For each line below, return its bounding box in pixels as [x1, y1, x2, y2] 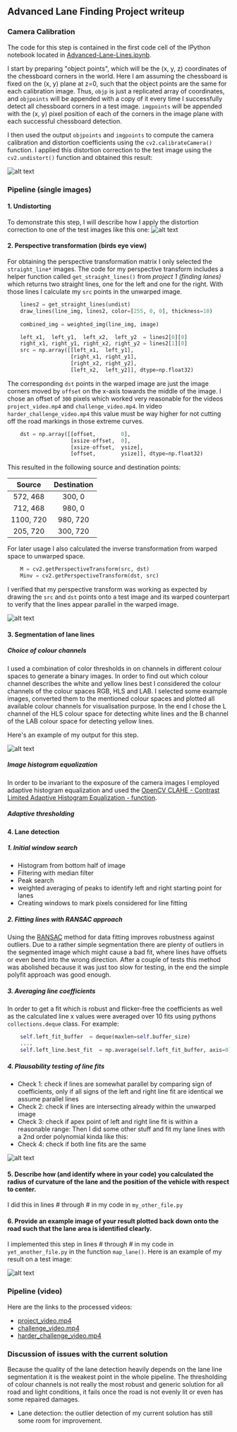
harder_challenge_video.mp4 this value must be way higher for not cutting [7, 409, 221, 418]
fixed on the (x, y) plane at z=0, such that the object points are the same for [7, 79, 227, 88]
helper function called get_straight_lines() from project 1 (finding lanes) [7, 273, 221, 281]
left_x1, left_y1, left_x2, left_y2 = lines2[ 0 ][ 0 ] [20, 333, 188, 340]
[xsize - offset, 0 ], [70, 437, 131, 445]
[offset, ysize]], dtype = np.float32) [70, 450, 203, 457]
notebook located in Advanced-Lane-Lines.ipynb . [7, 50, 152, 59]
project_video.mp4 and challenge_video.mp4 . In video [7, 401, 162, 410]
